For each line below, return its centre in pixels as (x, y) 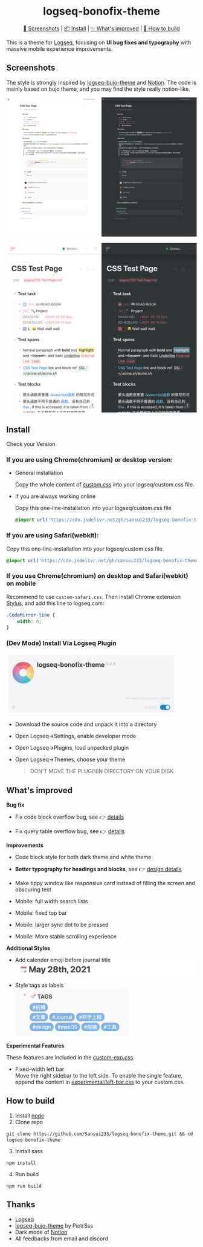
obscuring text (33, 889)
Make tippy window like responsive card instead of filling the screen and (105, 883)
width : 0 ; (30, 621)
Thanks (21, 1205)
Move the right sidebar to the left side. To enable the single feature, (99, 1075)
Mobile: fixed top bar (41, 913)
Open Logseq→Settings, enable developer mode (76, 736)
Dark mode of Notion (41, 1232)
